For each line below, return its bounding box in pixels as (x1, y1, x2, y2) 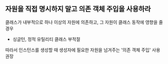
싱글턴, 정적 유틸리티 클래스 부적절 (12, 36, 80, 42)
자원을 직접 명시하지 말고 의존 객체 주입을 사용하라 (5, 5, 151, 14)
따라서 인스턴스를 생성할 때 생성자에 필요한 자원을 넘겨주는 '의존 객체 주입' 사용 (5, 47, 160, 53)
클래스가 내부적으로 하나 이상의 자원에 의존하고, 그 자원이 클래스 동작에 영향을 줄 (5, 19, 163, 25)
